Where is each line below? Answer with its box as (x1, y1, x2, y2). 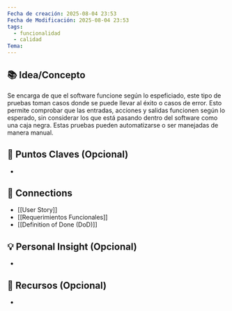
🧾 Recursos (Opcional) (7, 280, 107, 291)
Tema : (7, 43, 23, 50)
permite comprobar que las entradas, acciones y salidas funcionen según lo (7, 106, 225, 114)
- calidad (13, 36, 42, 43)
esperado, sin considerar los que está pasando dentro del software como (7, 113, 218, 122)
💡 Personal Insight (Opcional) (7, 241, 137, 252)
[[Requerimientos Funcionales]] (17, 213, 108, 222)
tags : (7, 23, 23, 30)
